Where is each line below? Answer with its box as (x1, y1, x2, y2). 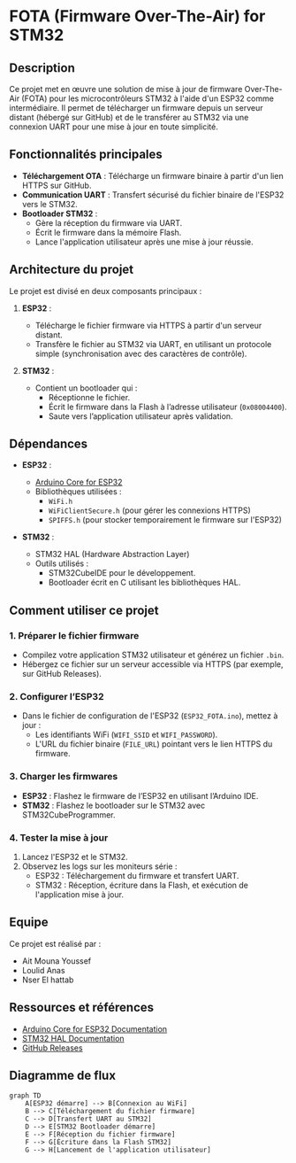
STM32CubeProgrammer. (21, 809, 117, 820)
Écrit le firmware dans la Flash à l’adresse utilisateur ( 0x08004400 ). (48, 401, 287, 412)
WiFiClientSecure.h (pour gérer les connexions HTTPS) (48, 505, 252, 516)
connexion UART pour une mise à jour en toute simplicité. (9, 121, 218, 132)
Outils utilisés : (34, 558, 89, 569)
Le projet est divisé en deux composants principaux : (9, 285, 202, 296)
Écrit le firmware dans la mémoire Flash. (34, 227, 182, 237)
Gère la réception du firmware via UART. (34, 217, 183, 228)
